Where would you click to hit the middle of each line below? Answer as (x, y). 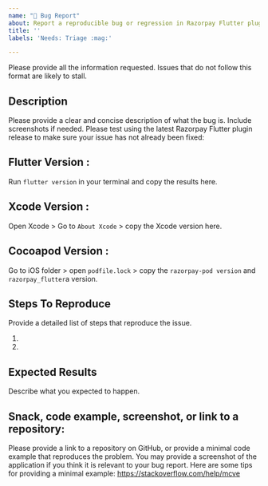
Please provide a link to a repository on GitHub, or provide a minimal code (129, 448)
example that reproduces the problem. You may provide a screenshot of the (133, 456)
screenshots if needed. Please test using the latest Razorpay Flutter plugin (130, 129)
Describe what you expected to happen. (74, 391)
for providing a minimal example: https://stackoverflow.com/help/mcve (124, 473)
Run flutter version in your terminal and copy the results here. (113, 181)
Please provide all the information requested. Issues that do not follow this (130, 68)
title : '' (25, 30)
